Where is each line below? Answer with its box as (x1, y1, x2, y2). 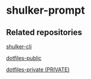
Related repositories (6, 27, 83, 37)
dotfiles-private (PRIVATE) (6, 66, 70, 73)
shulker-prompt (6, 4, 85, 17)
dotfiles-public (6, 55, 42, 61)
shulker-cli (6, 43, 32, 50)
